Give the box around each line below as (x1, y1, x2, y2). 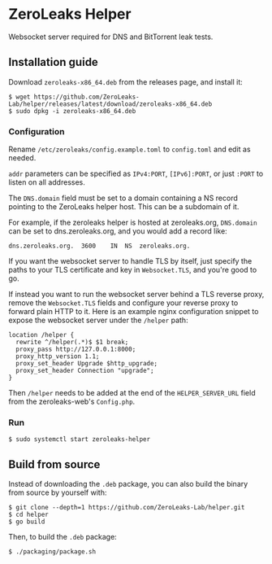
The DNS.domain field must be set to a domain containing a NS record (8, 193, 238, 203)
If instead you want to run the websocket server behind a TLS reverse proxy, (8, 290, 265, 299)
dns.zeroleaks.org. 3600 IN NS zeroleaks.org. (8, 242, 191, 251)
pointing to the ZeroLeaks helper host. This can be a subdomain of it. (8, 202, 240, 212)
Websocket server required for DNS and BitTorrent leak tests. (8, 32, 214, 42)
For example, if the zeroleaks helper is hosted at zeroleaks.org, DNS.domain (8, 217, 257, 228)
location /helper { (8, 331, 75, 339)
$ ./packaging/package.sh (8, 548, 96, 556)
